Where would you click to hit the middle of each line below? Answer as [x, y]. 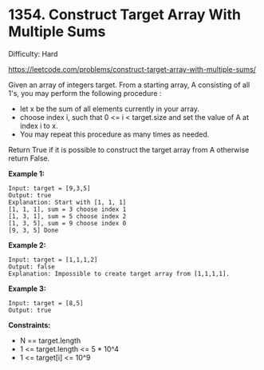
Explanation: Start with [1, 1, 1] [67, 202]
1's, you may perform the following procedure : [85, 93]
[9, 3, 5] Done [33, 230]
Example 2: [27, 245]
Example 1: [27, 173]
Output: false [32, 267]
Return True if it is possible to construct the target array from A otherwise [129, 149]
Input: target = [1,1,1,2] [53, 260]
